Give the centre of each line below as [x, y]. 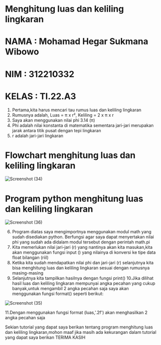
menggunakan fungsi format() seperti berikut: [58, 294]
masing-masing [28, 273]
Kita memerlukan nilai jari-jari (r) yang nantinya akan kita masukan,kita [82, 247]
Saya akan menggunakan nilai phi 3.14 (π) [54, 120]
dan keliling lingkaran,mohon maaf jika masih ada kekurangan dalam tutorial [81, 332]
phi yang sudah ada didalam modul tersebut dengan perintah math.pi [81, 242]
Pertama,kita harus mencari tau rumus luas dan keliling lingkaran [77, 110]
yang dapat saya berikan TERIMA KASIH [45, 337]
